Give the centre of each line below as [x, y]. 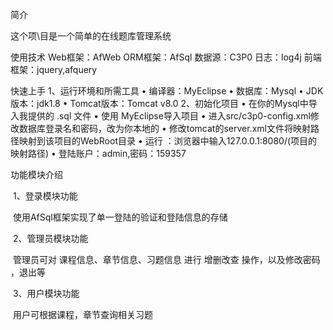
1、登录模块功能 [45, 196]
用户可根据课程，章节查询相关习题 [82, 314]
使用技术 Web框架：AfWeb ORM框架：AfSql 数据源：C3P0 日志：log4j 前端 [166, 57]
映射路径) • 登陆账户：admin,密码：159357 [98, 153]
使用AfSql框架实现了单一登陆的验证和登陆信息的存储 [120, 217]
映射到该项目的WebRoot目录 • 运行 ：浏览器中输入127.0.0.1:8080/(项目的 [168, 141]
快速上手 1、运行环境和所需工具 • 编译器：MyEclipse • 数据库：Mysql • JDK [167, 91]
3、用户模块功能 [46, 293]
